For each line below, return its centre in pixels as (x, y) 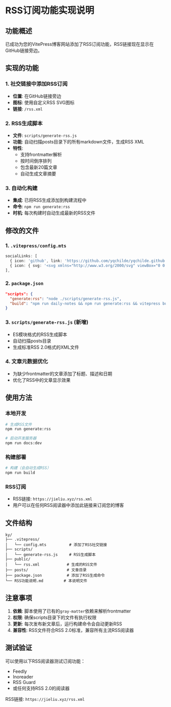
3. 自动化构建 (21, 188)
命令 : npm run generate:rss (41, 207)
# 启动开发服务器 (21, 438)
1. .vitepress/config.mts (36, 246)
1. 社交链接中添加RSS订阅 (36, 84)
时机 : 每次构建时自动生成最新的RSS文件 (54, 213)
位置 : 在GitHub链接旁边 (37, 96)
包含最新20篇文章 (39, 167)
